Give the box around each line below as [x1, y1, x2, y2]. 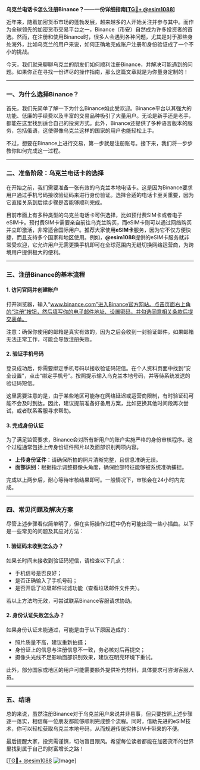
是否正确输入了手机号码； [14, 577, 78, 584]
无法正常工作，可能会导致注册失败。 [6, 336, 95, 343]
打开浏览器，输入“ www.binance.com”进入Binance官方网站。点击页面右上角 [6, 301, 191, 308]
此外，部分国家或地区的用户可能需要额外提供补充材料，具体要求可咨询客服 [6, 666, 189, 673]
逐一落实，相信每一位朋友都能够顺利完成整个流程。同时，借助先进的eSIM [6, 718, 186, 725]
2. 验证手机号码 [6, 350, 44, 358]
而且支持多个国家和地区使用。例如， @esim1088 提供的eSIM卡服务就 [16, 233, 185, 240]
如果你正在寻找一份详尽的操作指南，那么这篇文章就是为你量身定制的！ [16, 68, 189, 75]
